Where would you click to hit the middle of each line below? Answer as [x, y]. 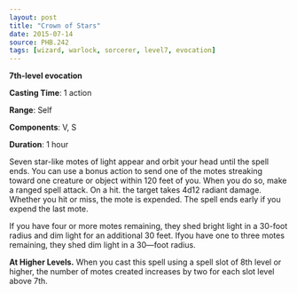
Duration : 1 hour [39, 145]
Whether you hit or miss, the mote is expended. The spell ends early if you [145, 200]
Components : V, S [43, 127]
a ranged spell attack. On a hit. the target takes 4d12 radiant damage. [135, 190]
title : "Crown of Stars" [55, 26]
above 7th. [29, 281]
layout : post [33, 17]
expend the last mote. [49, 209]
